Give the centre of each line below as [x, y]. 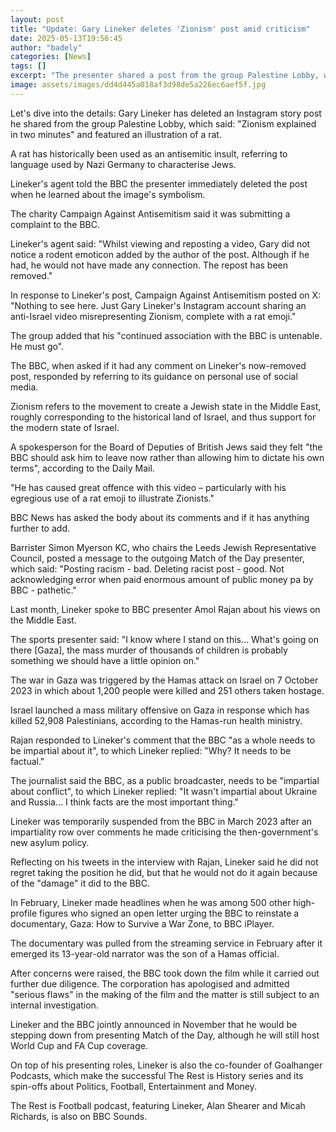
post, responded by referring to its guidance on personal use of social [154, 376]
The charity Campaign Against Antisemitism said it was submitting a [150, 213]
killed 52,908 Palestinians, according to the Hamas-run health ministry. [156, 720]
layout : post [37, 19]
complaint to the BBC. [55, 224]
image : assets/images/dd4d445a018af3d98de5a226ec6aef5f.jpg [138, 85]
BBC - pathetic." [43, 590]
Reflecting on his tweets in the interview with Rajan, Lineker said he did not [164, 862]
